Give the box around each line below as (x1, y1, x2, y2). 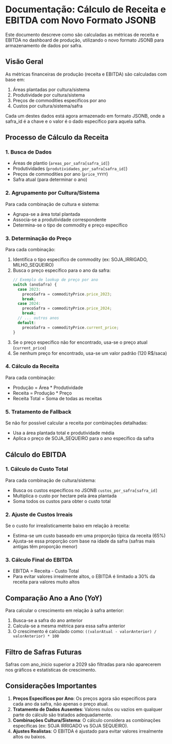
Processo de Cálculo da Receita (5, 133, 109, 142)
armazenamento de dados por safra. (5, 42, 83, 48)
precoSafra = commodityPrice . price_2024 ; (22, 306, 112, 311)
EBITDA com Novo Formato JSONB (5, 14, 156, 26)
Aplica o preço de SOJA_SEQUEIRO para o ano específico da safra (12, 435, 154, 441)
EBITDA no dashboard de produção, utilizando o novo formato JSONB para (5, 37, 164, 43)
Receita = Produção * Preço (12, 389, 72, 396)
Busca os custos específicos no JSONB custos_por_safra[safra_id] (12, 487, 158, 493)
